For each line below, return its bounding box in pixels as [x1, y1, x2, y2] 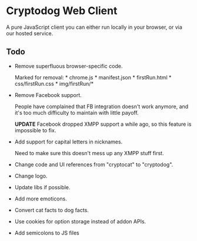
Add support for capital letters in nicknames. [14, 138, 123, 145]
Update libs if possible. [14, 183, 71, 190]
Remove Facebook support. [14, 91, 82, 98]
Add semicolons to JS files [14, 229, 79, 236]
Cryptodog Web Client [6, 4, 118, 18]
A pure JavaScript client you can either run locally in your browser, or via [6, 24, 182, 31]
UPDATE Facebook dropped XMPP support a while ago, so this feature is [14, 120, 192, 128]
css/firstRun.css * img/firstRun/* [14, 80, 94, 87]
